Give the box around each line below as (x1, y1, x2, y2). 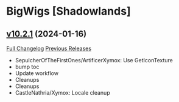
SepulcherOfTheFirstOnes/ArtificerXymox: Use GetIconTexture (15, 57, 174, 64)
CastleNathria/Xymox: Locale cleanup (15, 89, 111, 96)
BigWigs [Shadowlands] (6, 4, 131, 18)
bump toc (15, 63, 40, 70)
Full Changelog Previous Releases (6, 45, 92, 52)
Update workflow (15, 70, 59, 77)
